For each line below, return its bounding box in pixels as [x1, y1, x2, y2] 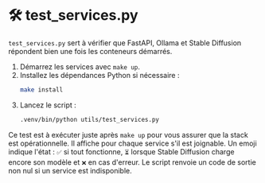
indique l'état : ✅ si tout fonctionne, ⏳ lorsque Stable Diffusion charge [8, 146, 235, 156]
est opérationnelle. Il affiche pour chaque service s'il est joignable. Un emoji [8, 138, 257, 148]
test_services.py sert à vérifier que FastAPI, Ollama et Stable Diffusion [8, 37, 242, 48]
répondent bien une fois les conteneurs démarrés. [8, 46, 173, 56]
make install [19, 85, 64, 94]
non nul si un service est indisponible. [8, 165, 133, 175]
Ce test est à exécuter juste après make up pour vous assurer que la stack [8, 130, 248, 139]
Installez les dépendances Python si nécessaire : [19, 70, 180, 80]
